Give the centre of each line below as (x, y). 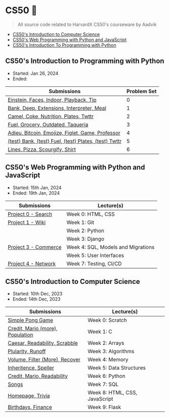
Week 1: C (100, 332)
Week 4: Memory (108, 360)
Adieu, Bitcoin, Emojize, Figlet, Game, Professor (64, 133)
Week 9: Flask (104, 407)
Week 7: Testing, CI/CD (94, 264)
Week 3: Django (86, 239)
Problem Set (141, 91)
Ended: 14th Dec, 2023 (36, 299)
